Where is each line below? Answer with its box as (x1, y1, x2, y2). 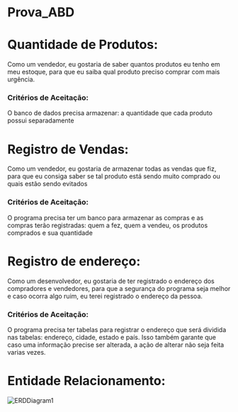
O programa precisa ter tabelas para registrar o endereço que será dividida (7, 325, 227, 333)
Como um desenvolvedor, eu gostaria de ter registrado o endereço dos (7, 277, 215, 285)
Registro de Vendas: (7, 141, 129, 157)
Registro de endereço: (7, 253, 141, 269)
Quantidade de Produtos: (7, 37, 158, 53)
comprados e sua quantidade (7, 228, 93, 237)
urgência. (7, 75, 35, 84)
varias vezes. (7, 348, 46, 356)
